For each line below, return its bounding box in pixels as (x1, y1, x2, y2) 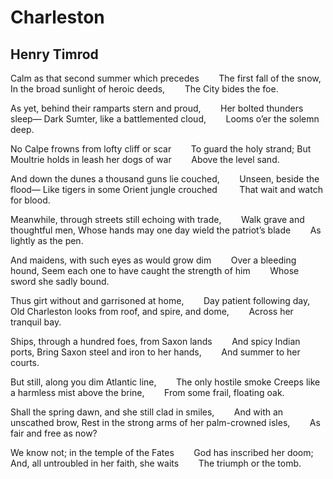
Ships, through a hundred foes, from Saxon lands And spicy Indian (10, 336, 301, 347)
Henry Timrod (10, 46, 99, 63)
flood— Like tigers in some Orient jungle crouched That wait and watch (10, 184, 323, 195)
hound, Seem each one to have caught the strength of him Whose (10, 265, 300, 276)
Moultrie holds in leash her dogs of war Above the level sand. (10, 154, 280, 165)
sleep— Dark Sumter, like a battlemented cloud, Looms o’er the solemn (10, 113, 320, 125)
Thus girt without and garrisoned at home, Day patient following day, (10, 295, 311, 306)
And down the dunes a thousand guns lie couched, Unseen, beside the (10, 173, 320, 185)
